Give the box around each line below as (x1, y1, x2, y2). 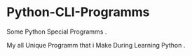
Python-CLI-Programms (6, 4, 150, 20)
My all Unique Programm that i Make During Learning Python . (6, 41, 186, 49)
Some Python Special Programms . (6, 27, 107, 36)
